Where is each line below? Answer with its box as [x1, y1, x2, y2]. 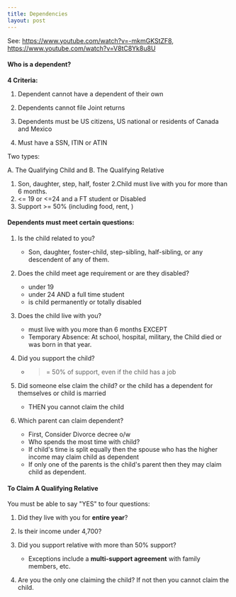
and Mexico [17, 125, 52, 133]
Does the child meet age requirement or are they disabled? [17, 268, 190, 277]
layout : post [7, 17, 46, 24]
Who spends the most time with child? [28, 437, 140, 446]
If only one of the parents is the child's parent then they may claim [28, 460, 222, 468]
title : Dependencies [7, 10, 69, 18]
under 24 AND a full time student [28, 290, 125, 298]
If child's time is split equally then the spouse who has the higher [28, 445, 218, 453]
